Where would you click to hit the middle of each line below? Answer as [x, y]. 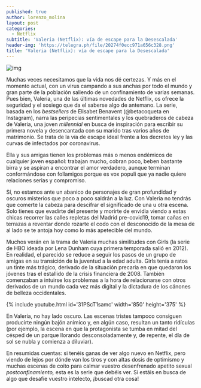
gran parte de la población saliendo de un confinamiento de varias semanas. [100, 92]
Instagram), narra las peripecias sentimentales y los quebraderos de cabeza [100, 118]
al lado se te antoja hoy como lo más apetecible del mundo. [79, 230]
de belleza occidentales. [36, 293]
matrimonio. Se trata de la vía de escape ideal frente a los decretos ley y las [100, 137]
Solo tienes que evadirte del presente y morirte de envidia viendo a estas [96, 211]
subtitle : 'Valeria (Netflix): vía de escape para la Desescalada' [92, 40]
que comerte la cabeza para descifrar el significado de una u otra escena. [97, 204]
